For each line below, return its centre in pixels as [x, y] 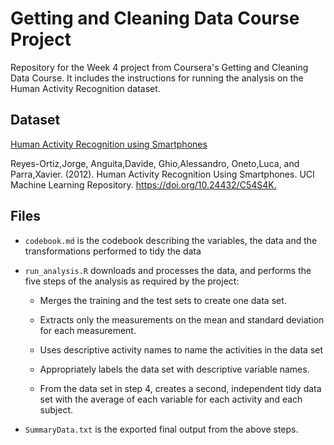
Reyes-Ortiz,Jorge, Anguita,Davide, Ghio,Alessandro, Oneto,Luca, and [155, 163]
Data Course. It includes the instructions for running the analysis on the [157, 78]
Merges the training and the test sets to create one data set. [163, 300]
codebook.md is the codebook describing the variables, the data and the [171, 240]
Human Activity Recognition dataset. [85, 88]
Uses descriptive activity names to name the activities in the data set [181, 349]
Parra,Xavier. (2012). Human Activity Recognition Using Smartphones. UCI [162, 174]
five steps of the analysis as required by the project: [132, 281]
